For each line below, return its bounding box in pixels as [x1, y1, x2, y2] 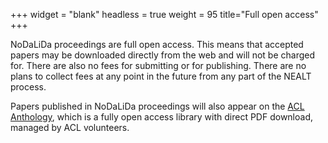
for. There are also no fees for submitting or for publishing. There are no [10, 60, 307, 71]
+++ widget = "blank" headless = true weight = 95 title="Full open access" [10, 9, 319, 20]
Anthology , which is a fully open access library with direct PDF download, [10, 111, 314, 123]
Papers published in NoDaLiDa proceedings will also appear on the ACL [10, 100, 305, 112]
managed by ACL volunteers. [10, 122, 130, 133]
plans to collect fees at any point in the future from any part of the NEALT [10, 70, 312, 82]
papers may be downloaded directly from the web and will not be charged [10, 49, 315, 61]
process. [10, 81, 47, 93]
